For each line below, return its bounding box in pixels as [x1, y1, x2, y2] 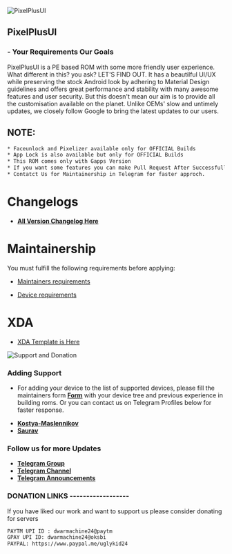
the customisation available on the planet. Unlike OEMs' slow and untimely [7, 99, 219, 108]
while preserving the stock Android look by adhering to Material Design [7, 77, 210, 86]
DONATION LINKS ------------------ [7, 491, 130, 501]
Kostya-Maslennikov [17, 419, 79, 427]
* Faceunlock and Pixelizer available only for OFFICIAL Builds [7, 145, 196, 152]
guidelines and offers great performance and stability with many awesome [7, 85, 219, 93]
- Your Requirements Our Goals [7, 47, 114, 57]
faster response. [17, 406, 64, 414]
